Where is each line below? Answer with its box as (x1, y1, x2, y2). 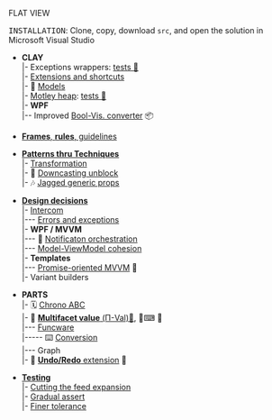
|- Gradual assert (21, 391, 86, 402)
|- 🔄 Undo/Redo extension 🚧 (21, 355, 127, 365)
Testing (21, 372, 51, 382)
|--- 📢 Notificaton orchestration (21, 233, 138, 244)
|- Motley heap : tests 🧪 (21, 90, 107, 101)
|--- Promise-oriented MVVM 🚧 (21, 262, 138, 273)
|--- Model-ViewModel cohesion (21, 243, 142, 253)
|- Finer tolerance (21, 401, 87, 411)
